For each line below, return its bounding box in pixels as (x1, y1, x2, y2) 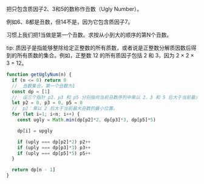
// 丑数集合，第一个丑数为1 (12, 83, 75, 89)
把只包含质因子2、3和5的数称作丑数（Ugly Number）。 (6, 5, 143, 12)
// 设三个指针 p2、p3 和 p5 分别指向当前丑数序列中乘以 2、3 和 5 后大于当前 (12, 94, 191, 101)
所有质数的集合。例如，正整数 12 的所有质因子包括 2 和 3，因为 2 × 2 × (16, 52, 194, 59)
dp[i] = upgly (17, 127, 53, 134)
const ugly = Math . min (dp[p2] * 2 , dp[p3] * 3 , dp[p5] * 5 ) (17, 117, 156, 123)
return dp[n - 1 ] (12, 167, 56, 173)
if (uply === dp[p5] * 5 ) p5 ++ (17, 150, 91, 157)
